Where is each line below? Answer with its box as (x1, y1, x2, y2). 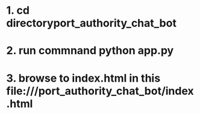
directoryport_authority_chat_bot (6, 16, 177, 30)
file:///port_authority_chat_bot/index (6, 84, 194, 98)
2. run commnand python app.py (6, 44, 174, 58)
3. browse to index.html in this (6, 71, 161, 85)
